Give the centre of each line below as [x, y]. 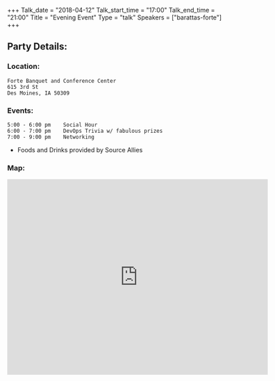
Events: [20, 111]
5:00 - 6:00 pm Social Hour [52, 124]
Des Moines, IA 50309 [39, 93]
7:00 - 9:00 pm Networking [51, 137]
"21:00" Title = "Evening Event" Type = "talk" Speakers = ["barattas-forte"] [115, 17]
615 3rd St [23, 87]
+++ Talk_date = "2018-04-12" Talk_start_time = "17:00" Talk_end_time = [111, 10]
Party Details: [37, 47]
